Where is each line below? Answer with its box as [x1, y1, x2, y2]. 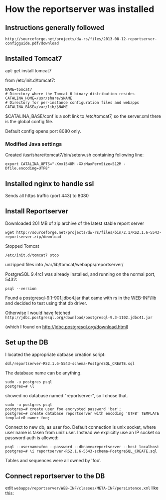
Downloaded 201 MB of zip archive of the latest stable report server [5, 220, 145, 226]
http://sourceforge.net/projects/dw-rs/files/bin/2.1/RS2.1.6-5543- [16, 230, 162, 235]
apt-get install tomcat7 [5, 67, 52, 73]
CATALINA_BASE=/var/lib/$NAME [5, 104, 68, 109]
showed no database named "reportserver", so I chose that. [5, 392, 128, 398]
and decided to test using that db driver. [5, 300, 88, 306]
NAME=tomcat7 [5, 87, 32, 92]
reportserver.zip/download [5, 234, 61, 239]
